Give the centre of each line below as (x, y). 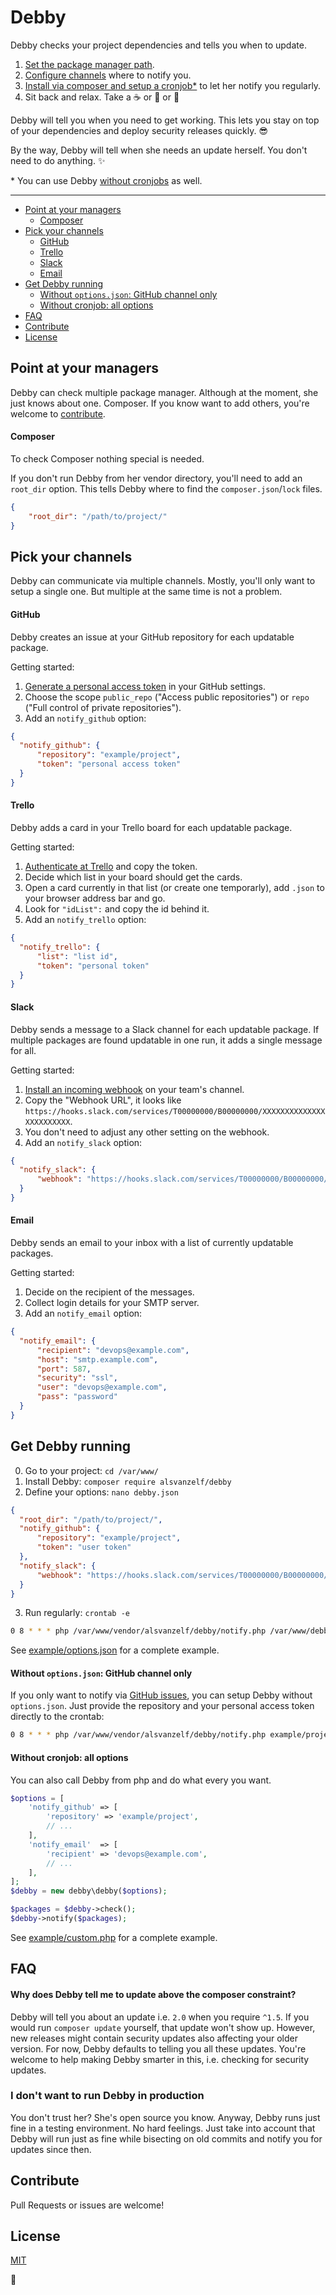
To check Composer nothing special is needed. (107, 458)
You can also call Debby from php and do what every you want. (141, 1780)
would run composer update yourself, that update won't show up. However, (163, 2027)
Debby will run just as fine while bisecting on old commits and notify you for (166, 2138)
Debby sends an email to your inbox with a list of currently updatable (152, 1243)
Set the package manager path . (89, 64)
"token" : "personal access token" (109, 764)
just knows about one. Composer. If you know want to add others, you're (160, 403)
